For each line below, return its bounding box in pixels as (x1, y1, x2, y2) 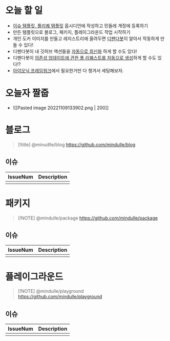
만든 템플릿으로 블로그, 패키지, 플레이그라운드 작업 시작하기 (12, 29, 131, 35)
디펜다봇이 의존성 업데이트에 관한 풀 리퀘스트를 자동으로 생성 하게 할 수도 (12, 54, 157, 61)
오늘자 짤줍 (5, 88, 49, 99)
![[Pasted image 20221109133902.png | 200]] (12, 105, 109, 111)
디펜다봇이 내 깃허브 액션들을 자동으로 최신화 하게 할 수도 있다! (12, 48, 137, 54)
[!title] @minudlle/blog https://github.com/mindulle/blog (17, 142, 136, 148)
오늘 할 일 (5, 5, 43, 16)
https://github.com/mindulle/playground (17, 293, 102, 300)
